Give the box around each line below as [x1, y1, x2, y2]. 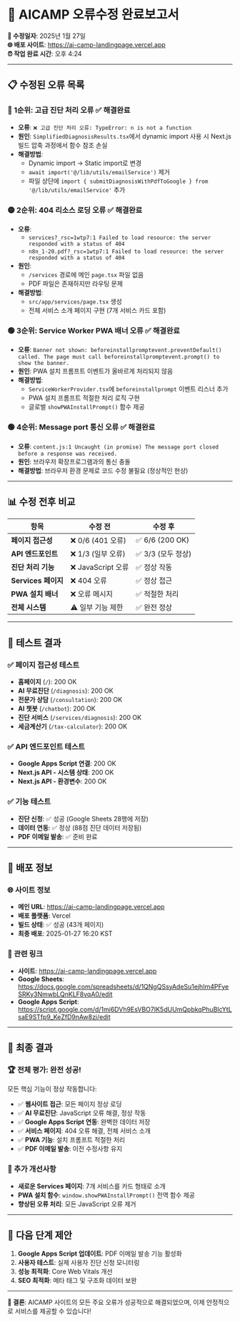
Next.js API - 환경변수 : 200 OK [17, 777, 107, 786]
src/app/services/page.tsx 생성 [28, 297, 123, 306]
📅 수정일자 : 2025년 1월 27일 [7, 31, 86, 40]
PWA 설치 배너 [11, 589, 59, 599]
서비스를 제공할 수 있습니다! [14, 1307, 91, 1316]
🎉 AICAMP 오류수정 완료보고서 [7, 6, 179, 23]
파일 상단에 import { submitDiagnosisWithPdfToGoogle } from [28, 176, 209, 185]
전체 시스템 [11, 603, 46, 613]
